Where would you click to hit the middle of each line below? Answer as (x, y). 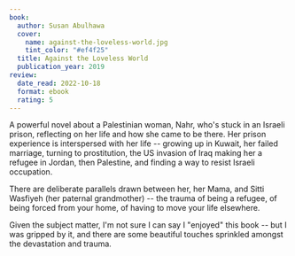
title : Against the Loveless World (83, 58)
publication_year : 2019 (61, 67)
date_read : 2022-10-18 (59, 83)
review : (23, 75)
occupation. (31, 172)
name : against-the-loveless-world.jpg (97, 42)
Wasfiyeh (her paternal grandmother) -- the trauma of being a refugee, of (143, 198)
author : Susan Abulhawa (61, 26)
